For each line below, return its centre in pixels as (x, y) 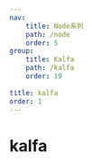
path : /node (48, 34)
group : (22, 51)
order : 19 (44, 76)
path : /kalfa (50, 68)
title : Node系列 (55, 26)
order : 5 (42, 43)
